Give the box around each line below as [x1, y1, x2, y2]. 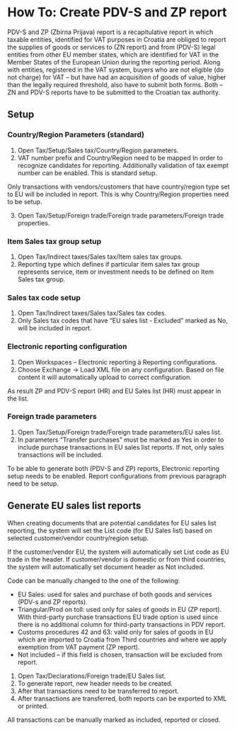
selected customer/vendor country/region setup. [7, 533, 149, 542]
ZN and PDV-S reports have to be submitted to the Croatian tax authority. [7, 88, 221, 96]
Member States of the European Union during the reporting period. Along [7, 57, 221, 66]
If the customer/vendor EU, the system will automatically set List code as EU [7, 547, 230, 556]
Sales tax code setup [7, 292, 81, 302]
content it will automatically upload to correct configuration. [17, 373, 192, 381]
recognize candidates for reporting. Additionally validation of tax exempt [17, 161, 229, 169]
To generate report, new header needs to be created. [17, 679, 173, 688]
